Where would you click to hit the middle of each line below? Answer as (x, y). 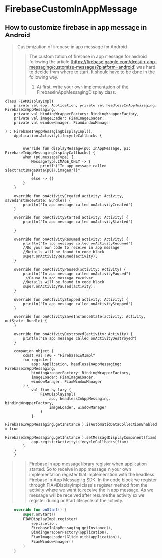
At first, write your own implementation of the (82, 87)
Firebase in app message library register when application (88, 464)
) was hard (145, 67)
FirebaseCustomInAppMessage (71, 9)
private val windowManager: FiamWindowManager (62, 123)
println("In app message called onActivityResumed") (78, 244)
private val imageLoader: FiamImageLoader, (59, 118)
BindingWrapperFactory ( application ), (70, 533)
